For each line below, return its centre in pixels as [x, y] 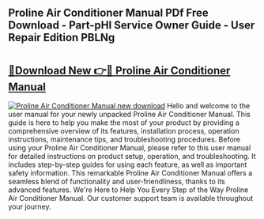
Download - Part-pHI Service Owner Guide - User [132, 26]
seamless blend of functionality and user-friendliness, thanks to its [117, 181]
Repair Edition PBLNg [62, 38]
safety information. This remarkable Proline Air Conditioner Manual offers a [130, 173]
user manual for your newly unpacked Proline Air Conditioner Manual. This [129, 114]
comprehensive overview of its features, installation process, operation [124, 131]
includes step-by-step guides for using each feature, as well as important [128, 164]
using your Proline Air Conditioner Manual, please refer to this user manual [130, 148]
